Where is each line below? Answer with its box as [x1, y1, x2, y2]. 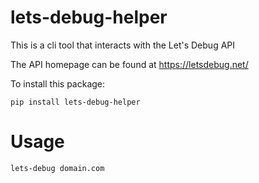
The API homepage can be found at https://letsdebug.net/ [10, 58, 249, 70]
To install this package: [10, 77, 106, 90]
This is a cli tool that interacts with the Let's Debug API [10, 39, 236, 51]
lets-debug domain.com [10, 163, 105, 173]
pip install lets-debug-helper [10, 97, 141, 107]
